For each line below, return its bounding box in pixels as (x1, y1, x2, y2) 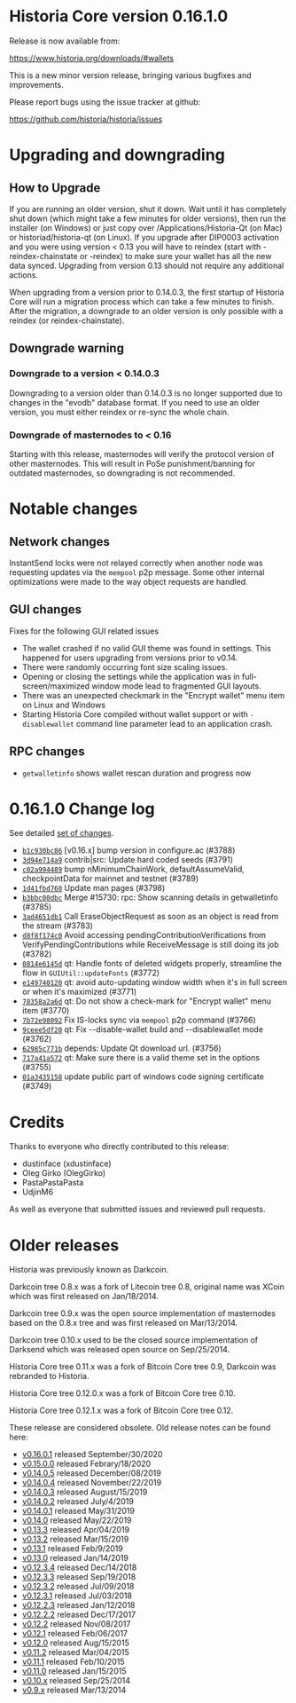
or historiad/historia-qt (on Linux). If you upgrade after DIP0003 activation (9, 232, 279, 242)
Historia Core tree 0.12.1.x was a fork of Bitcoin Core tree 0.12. (9, 1405, 234, 1416)
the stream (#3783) (21, 920, 93, 931)
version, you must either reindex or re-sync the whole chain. (9, 406, 230, 417)
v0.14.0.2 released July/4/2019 (21, 1496, 135, 1507)
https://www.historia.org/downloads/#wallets (9, 52, 175, 63)
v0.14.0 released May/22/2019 (21, 1515, 132, 1526)
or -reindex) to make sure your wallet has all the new (79, 250, 272, 261)
